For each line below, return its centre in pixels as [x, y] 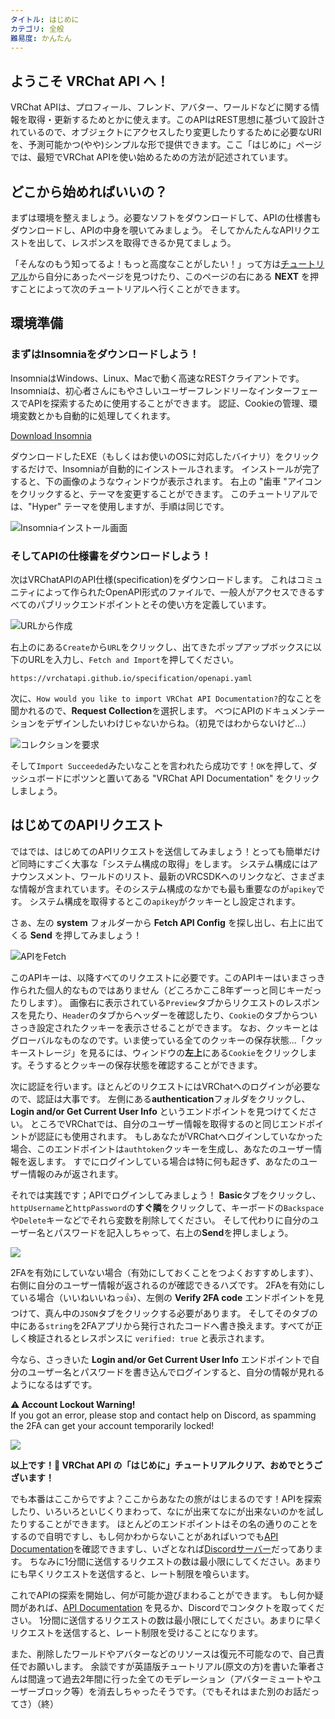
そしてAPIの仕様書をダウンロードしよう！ [111, 556]
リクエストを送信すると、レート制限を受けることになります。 [137, 1632]
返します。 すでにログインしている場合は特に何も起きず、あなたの [164, 1161]
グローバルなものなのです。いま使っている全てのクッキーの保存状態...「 [158, 1040]
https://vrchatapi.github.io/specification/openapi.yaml [131, 678]
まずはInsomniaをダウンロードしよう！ [105, 354]
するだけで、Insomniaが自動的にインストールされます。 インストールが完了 [165, 468]
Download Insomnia [51, 435]
